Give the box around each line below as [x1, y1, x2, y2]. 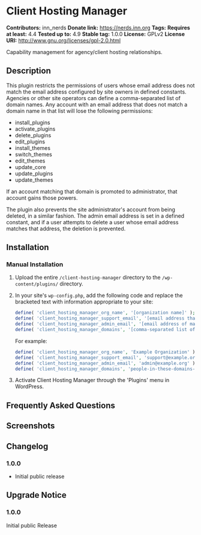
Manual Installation [6, 260, 64, 269]
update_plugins [14, 170, 53, 177]
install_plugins [14, 119, 50, 126]
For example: [14, 337, 47, 344]
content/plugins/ [14, 281, 59, 287]
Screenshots [6, 421, 55, 431]
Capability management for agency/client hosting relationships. [6, 48, 163, 55]
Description [6, 66, 51, 76]
